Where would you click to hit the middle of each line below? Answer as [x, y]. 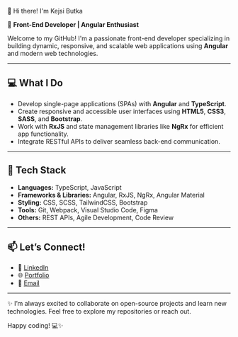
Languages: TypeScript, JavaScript [69, 187]
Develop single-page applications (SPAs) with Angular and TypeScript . [122, 103]
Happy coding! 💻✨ [35, 326]
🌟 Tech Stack [37, 170]
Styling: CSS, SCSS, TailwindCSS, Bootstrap [83, 202]
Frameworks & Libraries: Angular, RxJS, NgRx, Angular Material [111, 195]
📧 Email [29, 283]
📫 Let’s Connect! [46, 247]
